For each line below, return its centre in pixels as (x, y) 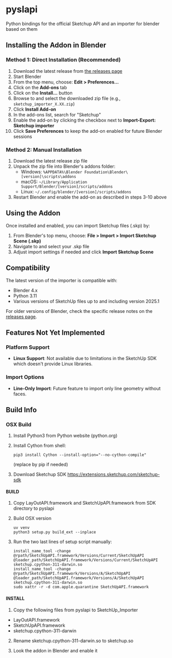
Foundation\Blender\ (106, 172)
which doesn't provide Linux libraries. (53, 364)
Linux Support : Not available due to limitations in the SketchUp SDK (85, 358)
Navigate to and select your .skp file (51, 246)
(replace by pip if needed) (41, 465)
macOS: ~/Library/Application (54, 182)
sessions (23, 136)
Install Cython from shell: (39, 446)
